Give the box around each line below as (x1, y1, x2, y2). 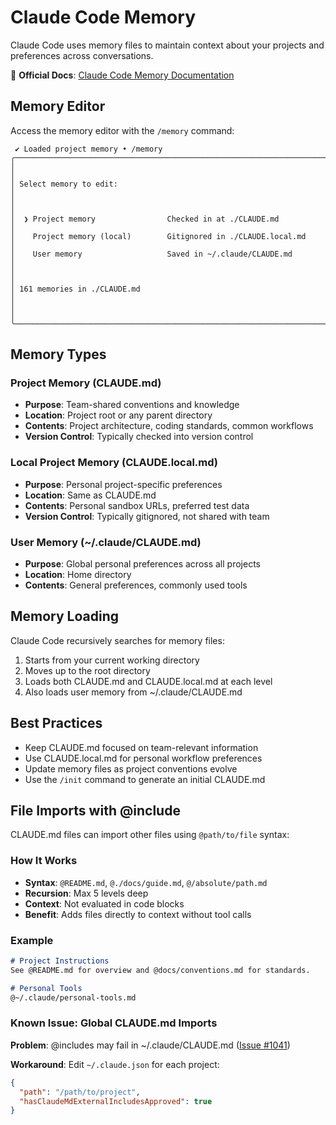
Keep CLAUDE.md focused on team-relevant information (24, 741, 259, 753)
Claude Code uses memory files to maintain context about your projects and (10, 39, 325, 51)
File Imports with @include (10, 802, 181, 820)
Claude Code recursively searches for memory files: (10, 634, 225, 646)
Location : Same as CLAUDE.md (24, 489, 157, 501)
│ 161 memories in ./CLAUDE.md (10, 284, 141, 294)
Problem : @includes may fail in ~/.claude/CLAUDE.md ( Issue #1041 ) (10, 1039, 291, 1051)
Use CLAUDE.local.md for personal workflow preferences (24, 752, 263, 764)
